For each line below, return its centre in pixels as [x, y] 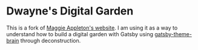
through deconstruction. [51, 40]
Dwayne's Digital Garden [70, 11]
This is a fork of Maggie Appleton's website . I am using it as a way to [92, 28]
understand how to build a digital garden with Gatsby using [80, 34]
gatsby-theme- [173, 34]
